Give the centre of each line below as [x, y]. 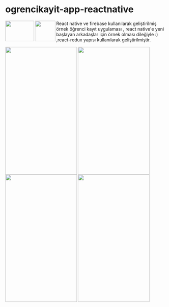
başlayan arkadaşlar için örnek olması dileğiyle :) [107, 34]
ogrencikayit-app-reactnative [69, 9]
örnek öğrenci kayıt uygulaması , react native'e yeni [110, 29]
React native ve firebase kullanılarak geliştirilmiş [106, 23]
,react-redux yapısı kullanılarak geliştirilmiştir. [104, 40]
